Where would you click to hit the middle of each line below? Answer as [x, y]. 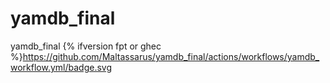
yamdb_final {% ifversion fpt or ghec [86, 46]
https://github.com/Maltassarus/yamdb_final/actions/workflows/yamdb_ [171, 56]
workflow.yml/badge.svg [61, 67]
